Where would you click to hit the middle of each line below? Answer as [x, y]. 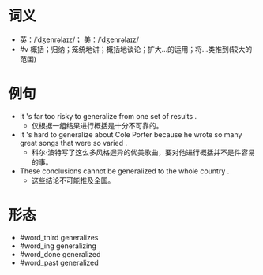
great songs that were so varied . [73, 143]
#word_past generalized [59, 262]
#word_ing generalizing [58, 246]
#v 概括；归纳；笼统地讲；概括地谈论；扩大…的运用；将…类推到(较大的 [136, 49]
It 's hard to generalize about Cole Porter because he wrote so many [131, 134]
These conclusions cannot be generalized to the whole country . [124, 171]
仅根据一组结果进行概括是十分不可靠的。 [97, 125]
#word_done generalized [60, 254]
